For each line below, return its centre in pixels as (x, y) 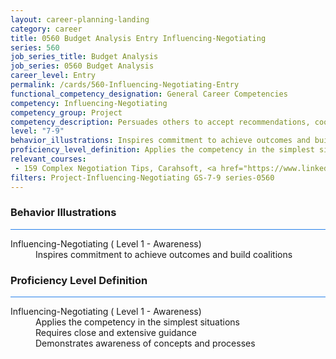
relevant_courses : (48, 159)
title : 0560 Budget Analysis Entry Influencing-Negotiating (138, 38)
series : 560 (35, 47)
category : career (46, 29)
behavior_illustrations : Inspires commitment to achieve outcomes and (160, 141)
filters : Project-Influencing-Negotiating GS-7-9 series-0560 (142, 177)
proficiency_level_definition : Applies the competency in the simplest (162, 150)
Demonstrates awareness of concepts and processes (145, 343)
